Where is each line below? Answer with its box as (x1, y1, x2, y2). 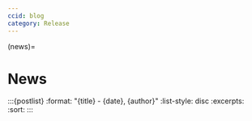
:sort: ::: (7, 105, 33, 115)
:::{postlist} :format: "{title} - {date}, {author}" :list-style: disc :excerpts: (7, 96, 245, 106)
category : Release (7, 19, 70, 27)
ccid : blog (7, 11, 45, 20)
